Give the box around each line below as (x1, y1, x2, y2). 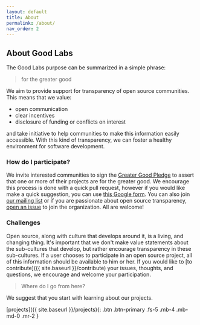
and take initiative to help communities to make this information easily (6, 130, 179, 137)
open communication (15, 106, 68, 113)
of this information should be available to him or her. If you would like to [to (6, 257, 192, 265)
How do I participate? (6, 157, 71, 166)
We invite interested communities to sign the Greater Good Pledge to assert (6, 171, 195, 178)
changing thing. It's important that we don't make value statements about (6, 239, 189, 246)
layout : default (6, 8, 47, 15)
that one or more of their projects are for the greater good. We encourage (6, 178, 189, 185)
